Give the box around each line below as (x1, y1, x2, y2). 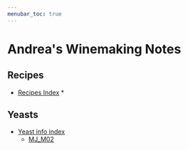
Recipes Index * (17, 88, 65, 97)
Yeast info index (17, 127, 66, 136)
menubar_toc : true (7, 10, 62, 18)
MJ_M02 (28, 135, 55, 144)
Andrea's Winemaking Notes (7, 41, 182, 57)
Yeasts (7, 109, 39, 121)
